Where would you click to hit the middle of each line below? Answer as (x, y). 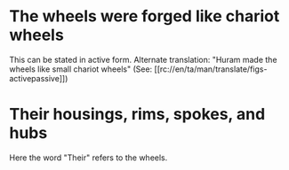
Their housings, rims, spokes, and (137, 115)
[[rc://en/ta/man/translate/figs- (211, 69)
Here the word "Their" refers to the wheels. (88, 158)
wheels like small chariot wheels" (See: (81, 69)
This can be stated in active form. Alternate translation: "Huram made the (143, 59)
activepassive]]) (39, 78)
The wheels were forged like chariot (144, 16)
